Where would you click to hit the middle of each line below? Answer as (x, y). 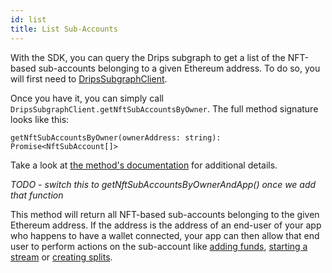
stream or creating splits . (61, 257)
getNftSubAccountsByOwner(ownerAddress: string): (116, 137)
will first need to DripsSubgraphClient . (89, 78)
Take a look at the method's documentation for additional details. (144, 165)
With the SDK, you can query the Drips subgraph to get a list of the (148, 57)
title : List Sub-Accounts (64, 29)
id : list (28, 19)
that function (37, 195)
